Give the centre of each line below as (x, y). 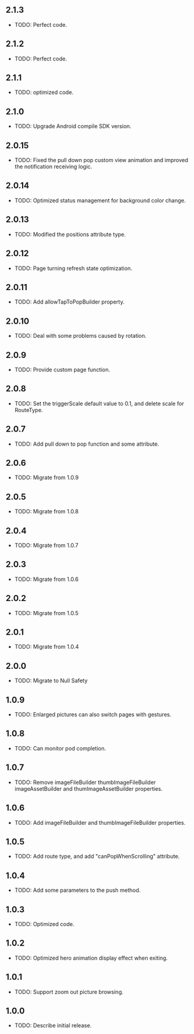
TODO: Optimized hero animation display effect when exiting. (91, 958)
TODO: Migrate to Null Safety (51, 681)
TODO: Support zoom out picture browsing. (69, 992)
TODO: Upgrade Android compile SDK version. (73, 126)
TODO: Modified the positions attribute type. (70, 234)
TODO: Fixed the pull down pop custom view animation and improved (101, 160)
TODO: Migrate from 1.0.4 (47, 647)
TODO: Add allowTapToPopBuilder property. (70, 302)
